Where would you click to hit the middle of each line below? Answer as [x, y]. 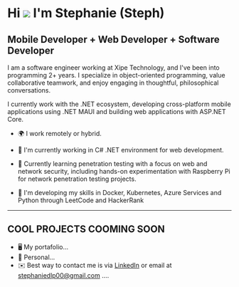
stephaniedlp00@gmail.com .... [63, 275]
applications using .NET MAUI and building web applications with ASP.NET [117, 111]
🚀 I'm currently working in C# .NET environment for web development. [121, 150]
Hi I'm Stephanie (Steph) [86, 13]
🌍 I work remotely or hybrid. [59, 134]
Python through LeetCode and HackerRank [81, 200]
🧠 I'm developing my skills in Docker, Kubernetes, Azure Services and [119, 193]
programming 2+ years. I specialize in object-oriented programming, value [116, 75]
